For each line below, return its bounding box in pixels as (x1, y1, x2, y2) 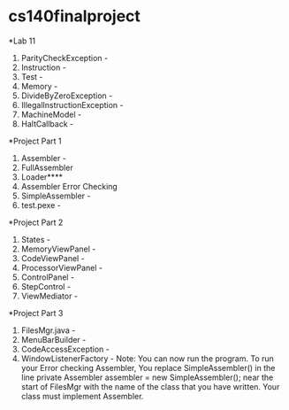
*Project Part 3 (8, 307, 64, 318)
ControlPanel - (20, 272, 75, 282)
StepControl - (20, 281, 72, 291)
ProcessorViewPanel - (20, 262, 103, 273)
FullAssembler (20, 162, 73, 173)
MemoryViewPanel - (20, 244, 96, 254)
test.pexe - (20, 199, 61, 210)
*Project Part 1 (8, 135, 62, 146)
